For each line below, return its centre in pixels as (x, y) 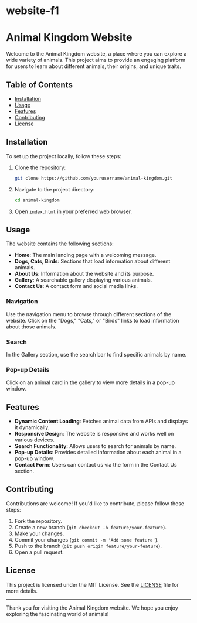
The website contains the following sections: (60, 244)
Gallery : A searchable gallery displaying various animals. (83, 280)
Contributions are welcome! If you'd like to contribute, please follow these (95, 503)
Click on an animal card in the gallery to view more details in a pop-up (90, 382)
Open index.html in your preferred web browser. (73, 211)
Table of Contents (40, 85)
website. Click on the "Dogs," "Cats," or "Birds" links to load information (93, 320)
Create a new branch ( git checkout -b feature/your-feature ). (91, 527)
